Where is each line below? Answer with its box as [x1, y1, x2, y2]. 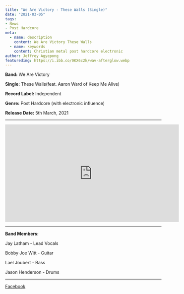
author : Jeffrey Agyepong [5, 53, 59, 59]
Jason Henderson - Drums [5, 269, 60, 275]
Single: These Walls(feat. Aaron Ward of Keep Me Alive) [5, 81, 120, 87]
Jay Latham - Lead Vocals [5, 240, 59, 246]
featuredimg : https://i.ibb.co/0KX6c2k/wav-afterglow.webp [5, 58, 130, 63]
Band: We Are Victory [5, 71, 50, 77]
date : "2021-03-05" [5, 12, 46, 17]
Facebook [5, 284, 26, 290]
